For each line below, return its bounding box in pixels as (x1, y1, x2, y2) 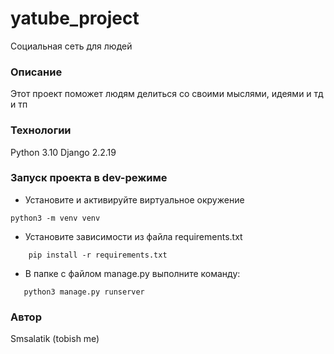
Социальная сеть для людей (10, 40, 133, 52)
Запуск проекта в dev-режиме (10, 171, 168, 185)
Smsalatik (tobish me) (10, 333, 100, 345)
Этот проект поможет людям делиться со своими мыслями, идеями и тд (10, 88, 324, 100)
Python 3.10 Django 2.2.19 (10, 146, 117, 158)
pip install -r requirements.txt (28, 250, 168, 260)
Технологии (10, 123, 72, 137)
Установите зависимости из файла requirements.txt (24, 230, 243, 242)
